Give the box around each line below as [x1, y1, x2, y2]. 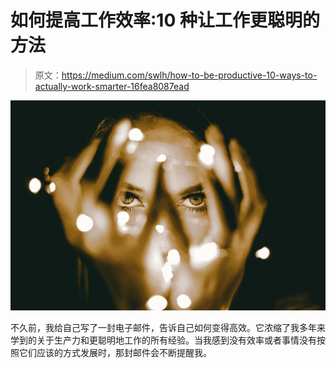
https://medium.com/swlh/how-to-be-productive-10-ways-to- [61, 69, 318, 81]
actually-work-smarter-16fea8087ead [34, 80, 190, 92]
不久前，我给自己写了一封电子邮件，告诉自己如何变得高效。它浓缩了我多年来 [10, 322, 326, 334]
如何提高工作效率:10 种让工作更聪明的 [10, 9, 320, 32]
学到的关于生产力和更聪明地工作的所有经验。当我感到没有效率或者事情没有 [10, 334, 317, 346]
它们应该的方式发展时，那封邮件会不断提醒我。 [18, 347, 212, 359]
